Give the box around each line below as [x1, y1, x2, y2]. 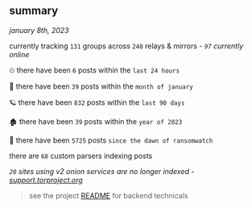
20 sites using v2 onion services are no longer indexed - [9, 166, 195, 176]
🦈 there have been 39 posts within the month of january [9, 81, 194, 91]
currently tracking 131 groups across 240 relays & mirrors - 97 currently [9, 41, 244, 51]
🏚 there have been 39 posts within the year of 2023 [9, 116, 183, 126]
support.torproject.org [9, 175, 83, 185]
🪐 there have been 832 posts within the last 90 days [9, 98, 185, 107]
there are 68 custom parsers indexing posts [9, 151, 153, 160]
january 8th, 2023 [9, 25, 69, 35]
